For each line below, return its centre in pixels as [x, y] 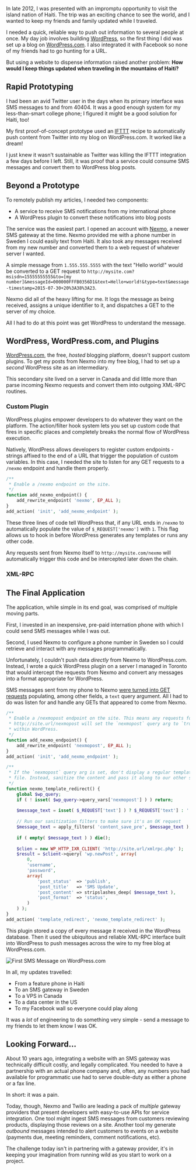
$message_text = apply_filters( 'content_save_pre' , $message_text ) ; [104, 827]
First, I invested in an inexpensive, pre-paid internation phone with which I [95, 625]
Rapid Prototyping [40, 87]
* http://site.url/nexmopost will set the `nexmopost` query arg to [94, 724]
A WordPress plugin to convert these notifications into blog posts [92, 217]
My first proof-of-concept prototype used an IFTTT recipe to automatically [96, 131]
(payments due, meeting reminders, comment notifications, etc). [83, 1137]
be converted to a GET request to [46, 271]
